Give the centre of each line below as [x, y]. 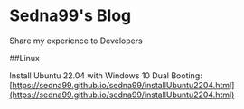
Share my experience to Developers [76, 41]
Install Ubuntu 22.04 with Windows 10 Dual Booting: [106, 75]
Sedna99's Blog [70, 16]
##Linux [25, 58]
